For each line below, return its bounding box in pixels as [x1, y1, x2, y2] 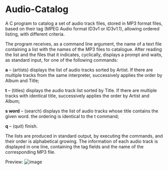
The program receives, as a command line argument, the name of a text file [5, 40, 162, 47]
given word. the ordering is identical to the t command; [5, 113, 120, 119]
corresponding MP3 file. [5, 149, 55, 155]
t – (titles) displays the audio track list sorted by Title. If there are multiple [5, 87, 157, 93]
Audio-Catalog [5, 4, 69, 15]
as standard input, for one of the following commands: [5, 57, 118, 63]
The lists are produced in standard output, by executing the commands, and [5, 133, 163, 139]
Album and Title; [5, 77, 39, 83]
